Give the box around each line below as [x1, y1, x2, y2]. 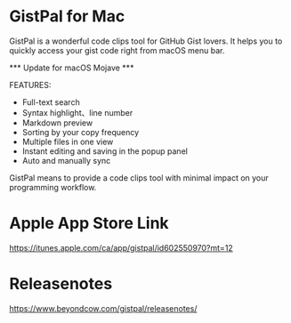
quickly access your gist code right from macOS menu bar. [9, 44, 225, 55]
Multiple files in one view [21, 136, 114, 147]
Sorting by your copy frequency [21, 126, 140, 137]
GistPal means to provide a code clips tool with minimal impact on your [9, 172, 269, 183]
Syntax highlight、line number [21, 107, 133, 117]
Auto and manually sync [21, 155, 111, 166]
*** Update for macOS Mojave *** [9, 62, 134, 73]
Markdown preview [21, 117, 93, 128]
